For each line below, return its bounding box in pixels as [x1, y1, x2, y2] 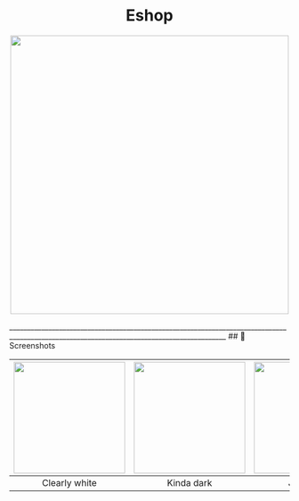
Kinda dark [166, 476, 213, 489]
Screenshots [9, 340, 56, 350]
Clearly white [41, 476, 98, 489]
